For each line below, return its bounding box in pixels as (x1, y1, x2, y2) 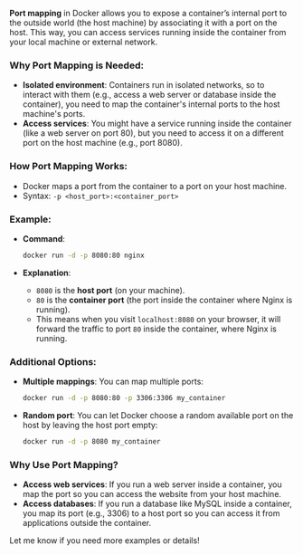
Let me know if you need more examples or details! (9, 535, 201, 546)
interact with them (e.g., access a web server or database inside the (22, 90, 277, 100)
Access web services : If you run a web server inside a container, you (22, 479, 282, 490)
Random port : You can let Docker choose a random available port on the (22, 409, 294, 420)
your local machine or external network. (9, 36, 158, 47)
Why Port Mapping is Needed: (9, 59, 145, 72)
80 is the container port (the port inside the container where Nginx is (35, 294, 293, 305)
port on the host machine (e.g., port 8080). (22, 138, 183, 148)
